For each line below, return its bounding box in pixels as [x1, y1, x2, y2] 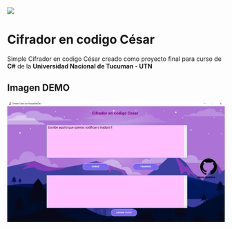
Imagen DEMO [7, 82, 70, 94]
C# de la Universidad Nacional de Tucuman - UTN [7, 62, 153, 70]
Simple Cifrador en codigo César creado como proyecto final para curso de [7, 55, 222, 63]
